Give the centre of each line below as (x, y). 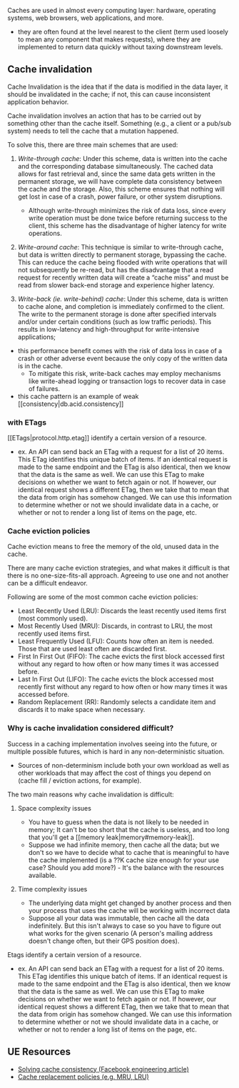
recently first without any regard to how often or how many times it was (123, 687)
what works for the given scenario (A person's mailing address (121, 933)
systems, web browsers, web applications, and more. (86, 18)
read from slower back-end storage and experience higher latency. (116, 285)
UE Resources (39, 1052)
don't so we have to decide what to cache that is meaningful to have (129, 852)
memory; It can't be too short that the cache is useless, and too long (129, 829)
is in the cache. (40, 366)
